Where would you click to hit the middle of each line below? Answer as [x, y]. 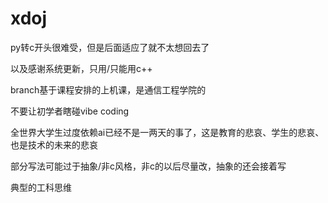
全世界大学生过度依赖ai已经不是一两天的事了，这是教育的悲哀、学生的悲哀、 [167, 132]
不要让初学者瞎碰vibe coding [70, 111]
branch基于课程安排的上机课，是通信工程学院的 [108, 89]
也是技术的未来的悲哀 [54, 144]
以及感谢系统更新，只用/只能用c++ [81, 68]
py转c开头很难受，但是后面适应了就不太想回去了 [110, 47]
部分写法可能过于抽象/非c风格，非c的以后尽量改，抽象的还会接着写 [148, 166]
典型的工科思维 [41, 187]
